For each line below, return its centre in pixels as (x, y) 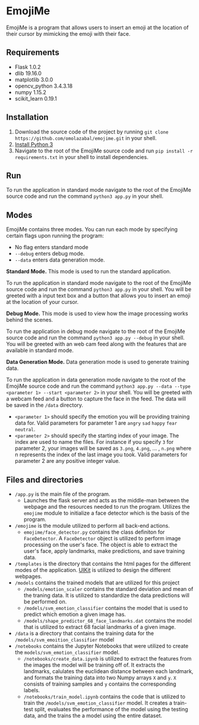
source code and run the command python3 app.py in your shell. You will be (99, 290)
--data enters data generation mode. (60, 260)
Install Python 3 (34, 144)
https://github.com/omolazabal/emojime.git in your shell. (86, 138)
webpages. (29, 576)
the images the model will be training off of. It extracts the (94, 665)
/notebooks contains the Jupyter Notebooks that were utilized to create (102, 646)
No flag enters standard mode (51, 247)
